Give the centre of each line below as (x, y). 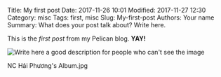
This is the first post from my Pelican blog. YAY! (76, 38)
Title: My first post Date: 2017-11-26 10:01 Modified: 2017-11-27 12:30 (107, 10)
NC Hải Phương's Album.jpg (48, 65)
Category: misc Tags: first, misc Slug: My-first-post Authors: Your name (111, 17)
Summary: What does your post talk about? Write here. (87, 25)
